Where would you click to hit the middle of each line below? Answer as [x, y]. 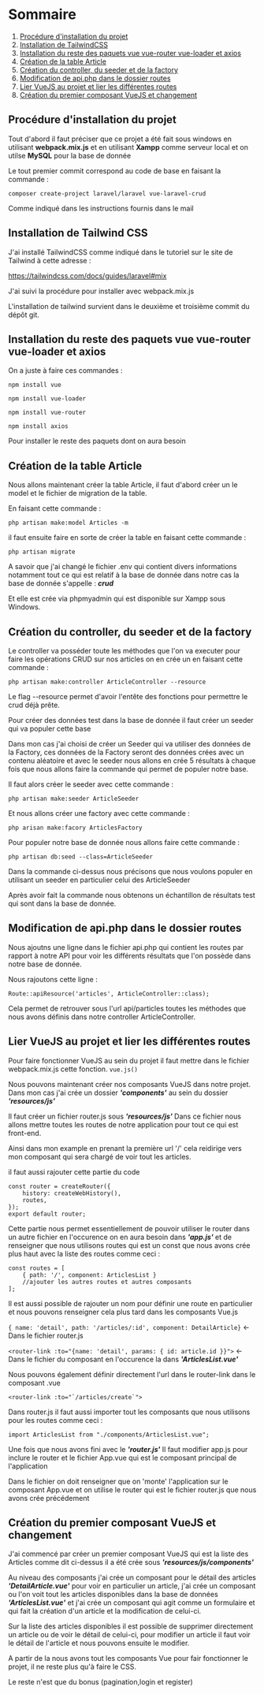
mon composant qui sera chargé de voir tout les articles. [100, 1156]
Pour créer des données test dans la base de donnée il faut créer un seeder [131, 720]
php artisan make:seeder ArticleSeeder [74, 799]
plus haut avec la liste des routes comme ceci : [84, 1253]
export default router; [47, 1214]
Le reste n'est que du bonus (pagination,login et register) [100, 1682]
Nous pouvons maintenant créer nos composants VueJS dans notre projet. [129, 1084]
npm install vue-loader [47, 399]
